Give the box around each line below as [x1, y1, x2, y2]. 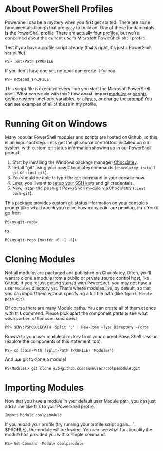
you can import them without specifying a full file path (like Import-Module [5, 290, 152, 296]
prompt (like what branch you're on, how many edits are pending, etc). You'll [5, 205, 159, 210]
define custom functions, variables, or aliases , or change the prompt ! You [5, 96, 152, 102]
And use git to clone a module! [5, 357, 67, 362]
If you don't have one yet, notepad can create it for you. [5, 67, 117, 74]
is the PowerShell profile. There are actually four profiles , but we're [5, 30, 140, 36]
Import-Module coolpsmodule [5, 413, 62, 417]
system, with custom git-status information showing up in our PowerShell [5, 145, 152, 150]
